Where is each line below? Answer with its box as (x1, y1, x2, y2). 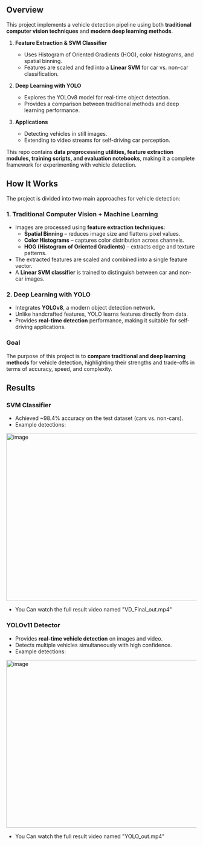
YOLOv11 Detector (6, 621, 60, 630)
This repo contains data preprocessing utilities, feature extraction (6, 148, 174, 155)
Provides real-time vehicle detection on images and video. (14, 634, 163, 642)
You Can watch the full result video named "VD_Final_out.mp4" (14, 606, 172, 613)
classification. (24, 70, 59, 78)
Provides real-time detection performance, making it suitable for (14, 317, 177, 324)
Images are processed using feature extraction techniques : (14, 224, 166, 231)
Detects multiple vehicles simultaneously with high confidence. (14, 641, 172, 648)
